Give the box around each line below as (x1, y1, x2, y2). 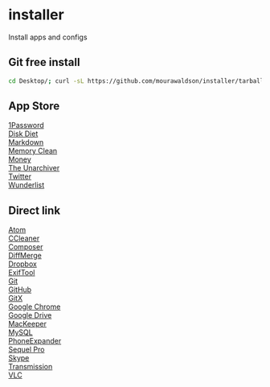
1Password (8, 121, 44, 130)
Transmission (8, 362, 53, 372)
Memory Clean (8, 146, 58, 156)
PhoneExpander (8, 336, 62, 346)
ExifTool (8, 268, 35, 278)
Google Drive (8, 311, 52, 320)
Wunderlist (8, 180, 45, 190)
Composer (8, 242, 43, 252)
